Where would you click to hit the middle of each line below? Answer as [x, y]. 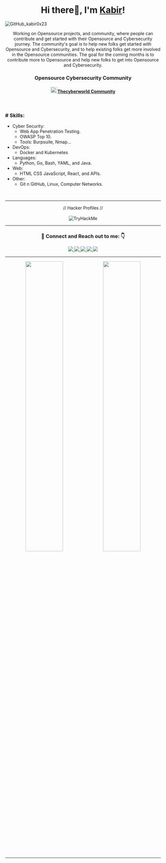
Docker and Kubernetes [44, 153]
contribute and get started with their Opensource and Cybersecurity [83, 39]
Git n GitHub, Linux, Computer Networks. [61, 184]
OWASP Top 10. [36, 137]
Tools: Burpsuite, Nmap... [45, 142]
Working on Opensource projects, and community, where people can [83, 33]
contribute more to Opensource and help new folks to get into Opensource [83, 59]
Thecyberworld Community [86, 92]
